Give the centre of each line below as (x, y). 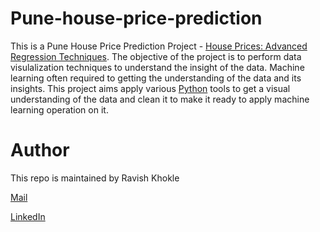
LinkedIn (28, 216)
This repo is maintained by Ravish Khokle (95, 178)
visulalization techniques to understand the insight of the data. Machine (157, 67)
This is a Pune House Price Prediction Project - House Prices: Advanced (159, 46)
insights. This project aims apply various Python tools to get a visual (150, 88)
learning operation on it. (59, 109)
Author (40, 150)
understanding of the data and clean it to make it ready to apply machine (160, 99)
